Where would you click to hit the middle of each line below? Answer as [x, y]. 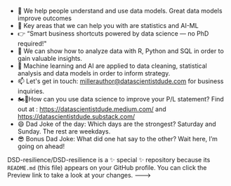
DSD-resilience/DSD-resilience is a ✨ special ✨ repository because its [109, 160]
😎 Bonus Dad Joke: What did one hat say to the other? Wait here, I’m [117, 139]
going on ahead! [41, 146]
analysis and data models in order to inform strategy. [94, 73]
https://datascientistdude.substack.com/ [76, 116]
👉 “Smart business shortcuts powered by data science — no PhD [113, 34]
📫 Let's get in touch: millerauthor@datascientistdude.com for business [120, 81]
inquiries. [31, 91]
